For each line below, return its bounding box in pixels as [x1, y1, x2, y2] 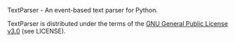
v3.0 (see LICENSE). [7, 27, 66, 35]
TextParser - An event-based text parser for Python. [7, 6, 158, 14]
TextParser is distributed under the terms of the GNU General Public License [7, 20, 228, 27]
